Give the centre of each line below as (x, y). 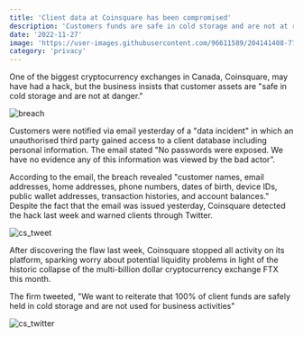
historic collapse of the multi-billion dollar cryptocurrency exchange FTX (144, 269)
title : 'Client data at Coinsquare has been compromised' (120, 18)
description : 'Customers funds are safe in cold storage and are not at (149, 26)
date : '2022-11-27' (46, 34)
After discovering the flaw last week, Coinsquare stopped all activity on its (147, 250)
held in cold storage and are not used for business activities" (122, 306)
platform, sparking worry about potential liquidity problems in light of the (144, 260)
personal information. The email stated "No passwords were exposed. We (147, 150)
